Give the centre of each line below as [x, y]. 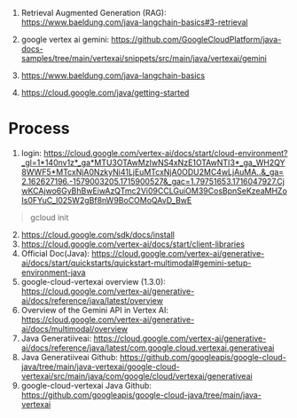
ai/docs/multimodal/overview [74, 328]
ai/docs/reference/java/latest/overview [92, 300]
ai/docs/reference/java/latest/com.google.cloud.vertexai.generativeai [148, 347]
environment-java [53, 272]
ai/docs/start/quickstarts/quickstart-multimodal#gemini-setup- [136, 263]
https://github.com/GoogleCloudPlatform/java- [196, 39]
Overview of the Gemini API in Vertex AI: [95, 310]
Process [39, 129]
